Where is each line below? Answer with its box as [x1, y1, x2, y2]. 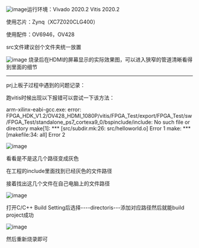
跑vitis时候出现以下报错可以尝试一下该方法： [6, 94, 115, 101]
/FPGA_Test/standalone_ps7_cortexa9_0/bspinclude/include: [6, 118, 153, 125]
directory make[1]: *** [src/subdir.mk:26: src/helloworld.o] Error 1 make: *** [6, 125, 191, 132]
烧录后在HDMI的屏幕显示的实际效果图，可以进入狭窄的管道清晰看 [28, 56, 188, 63]
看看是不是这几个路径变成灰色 [6, 155, 79, 162]
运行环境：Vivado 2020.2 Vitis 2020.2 [27, 6, 120, 12]
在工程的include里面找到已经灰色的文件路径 [6, 168, 113, 174]
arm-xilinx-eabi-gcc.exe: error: [6, 106, 82, 113]
